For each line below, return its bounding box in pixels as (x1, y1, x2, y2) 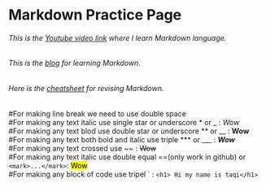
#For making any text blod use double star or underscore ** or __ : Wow (8, 126, 250, 136)
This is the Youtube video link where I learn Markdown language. (8, 33, 227, 42)
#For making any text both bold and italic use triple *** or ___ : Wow (8, 134, 236, 144)
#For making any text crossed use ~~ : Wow (8, 143, 157, 153)
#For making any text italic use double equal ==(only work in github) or (8, 152, 246, 162)
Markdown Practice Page (8, 6, 182, 24)
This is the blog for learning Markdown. (8, 59, 141, 68)
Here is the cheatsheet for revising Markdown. (8, 84, 164, 93)
